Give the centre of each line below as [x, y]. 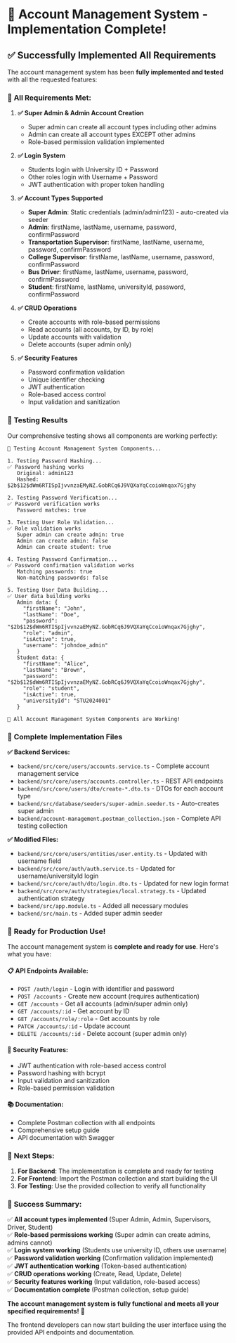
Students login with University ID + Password [93, 170]
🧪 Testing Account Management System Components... [84, 448]
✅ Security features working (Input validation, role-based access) [104, 1282]
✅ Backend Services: [39, 752]
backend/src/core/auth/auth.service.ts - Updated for [96, 868]
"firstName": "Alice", [56, 663]
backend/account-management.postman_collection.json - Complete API [119, 818]
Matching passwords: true [54, 571]
